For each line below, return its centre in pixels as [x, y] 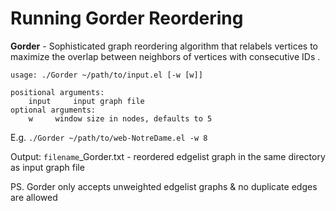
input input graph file [86, 101]
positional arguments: [57, 92]
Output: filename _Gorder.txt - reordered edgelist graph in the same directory [168, 156]
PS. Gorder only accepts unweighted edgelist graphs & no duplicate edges [164, 186]
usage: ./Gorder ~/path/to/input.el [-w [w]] [106, 75]
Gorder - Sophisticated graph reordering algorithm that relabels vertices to [164, 46]
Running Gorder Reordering [127, 18]
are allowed [34, 197]
